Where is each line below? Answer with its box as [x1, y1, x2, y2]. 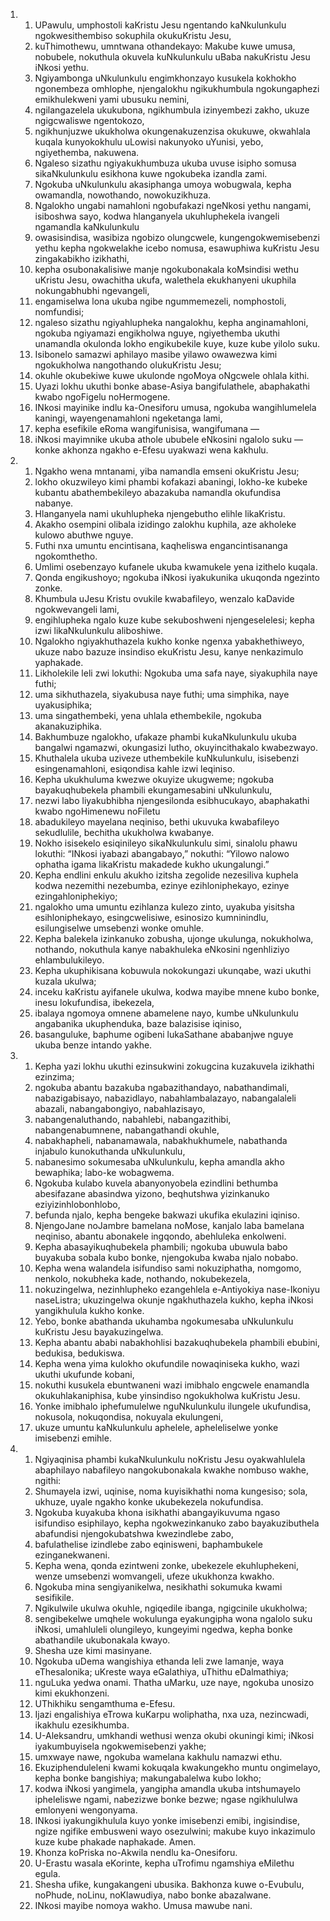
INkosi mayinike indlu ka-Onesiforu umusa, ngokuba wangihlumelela [34, 402, 317, 413]
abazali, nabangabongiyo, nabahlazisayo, [34, 1103, 206, 1114]
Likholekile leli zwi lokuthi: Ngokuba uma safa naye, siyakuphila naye [34, 667, 318, 679]
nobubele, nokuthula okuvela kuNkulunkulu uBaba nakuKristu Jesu [34, 51, 311, 63]
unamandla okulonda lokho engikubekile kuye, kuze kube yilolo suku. [34, 338, 321, 349]
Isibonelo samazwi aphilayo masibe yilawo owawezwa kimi [34, 349, 278, 360]
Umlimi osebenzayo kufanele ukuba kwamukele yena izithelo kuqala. [34, 561, 318, 573]
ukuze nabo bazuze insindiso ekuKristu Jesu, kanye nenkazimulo [34, 646, 304, 658]
